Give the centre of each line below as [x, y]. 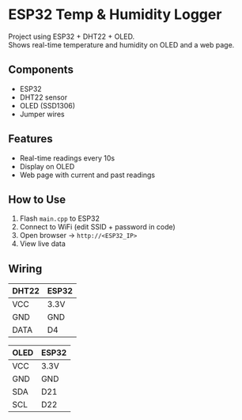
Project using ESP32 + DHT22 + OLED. [72, 36]
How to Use [37, 199]
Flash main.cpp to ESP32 [60, 218]
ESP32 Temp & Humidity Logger [115, 15]
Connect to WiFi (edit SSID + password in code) [97, 227]
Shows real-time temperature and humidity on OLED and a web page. [121, 44]
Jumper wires [42, 114]
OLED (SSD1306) [47, 105]
